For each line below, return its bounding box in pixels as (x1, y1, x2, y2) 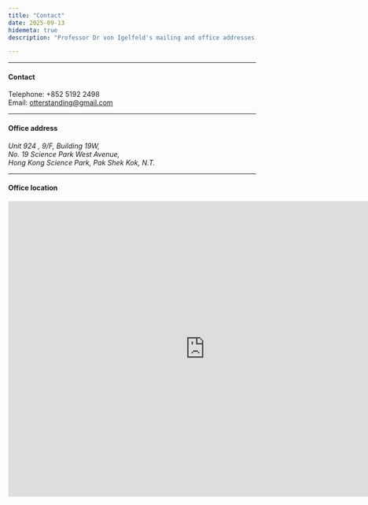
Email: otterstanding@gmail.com (8, 98, 113, 107)
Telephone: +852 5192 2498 (8, 90, 100, 99)
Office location (8, 183, 58, 193)
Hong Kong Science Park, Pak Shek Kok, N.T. (8, 158, 156, 167)
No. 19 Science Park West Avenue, (8, 149, 120, 158)
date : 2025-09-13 (8, 19, 65, 27)
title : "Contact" (8, 11, 65, 20)
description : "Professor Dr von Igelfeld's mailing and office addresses (8, 33, 256, 42)
